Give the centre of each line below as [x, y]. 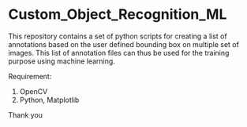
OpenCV [34, 91]
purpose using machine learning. [62, 61]
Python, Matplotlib [49, 100]
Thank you [26, 114]
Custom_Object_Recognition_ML [118, 15]
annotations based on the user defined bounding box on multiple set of [123, 44]
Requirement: [30, 76]
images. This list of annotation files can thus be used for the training [119, 53]
